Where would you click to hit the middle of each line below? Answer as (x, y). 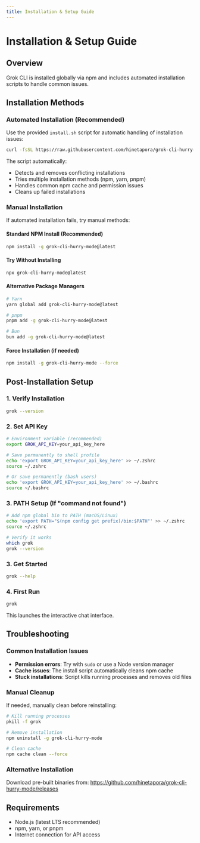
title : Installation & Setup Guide (50, 12)
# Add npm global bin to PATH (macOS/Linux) (62, 516)
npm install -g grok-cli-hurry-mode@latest (61, 246)
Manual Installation (35, 208)
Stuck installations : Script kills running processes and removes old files (103, 677)
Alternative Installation (40, 770)
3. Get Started (27, 564)
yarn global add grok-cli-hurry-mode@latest (62, 304)
